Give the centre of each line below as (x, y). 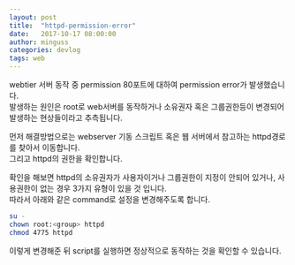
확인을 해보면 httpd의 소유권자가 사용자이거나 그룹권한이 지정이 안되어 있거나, (143, 177)
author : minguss (39, 42)
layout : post (33, 17)
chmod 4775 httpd (41, 232)
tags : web (27, 58)
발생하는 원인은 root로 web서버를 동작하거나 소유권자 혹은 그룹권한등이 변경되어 (147, 106)
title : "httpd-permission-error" (73, 26)
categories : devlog (45, 50)
